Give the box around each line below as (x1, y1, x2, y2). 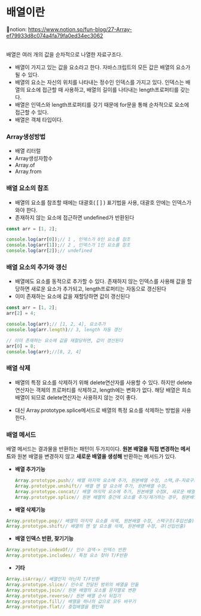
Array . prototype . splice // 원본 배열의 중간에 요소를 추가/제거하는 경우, (14, 494, 179, 500)
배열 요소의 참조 (6, 184, 49, 193)
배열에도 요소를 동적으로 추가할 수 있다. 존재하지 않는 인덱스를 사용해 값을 (14, 278, 186, 285)
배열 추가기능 (14, 465, 46, 473)
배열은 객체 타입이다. (14, 116, 63, 123)
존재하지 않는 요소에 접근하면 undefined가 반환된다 (14, 214, 135, 221)
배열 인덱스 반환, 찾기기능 (14, 535, 74, 542)
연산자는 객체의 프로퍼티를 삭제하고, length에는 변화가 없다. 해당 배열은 (14, 386, 181, 393)
